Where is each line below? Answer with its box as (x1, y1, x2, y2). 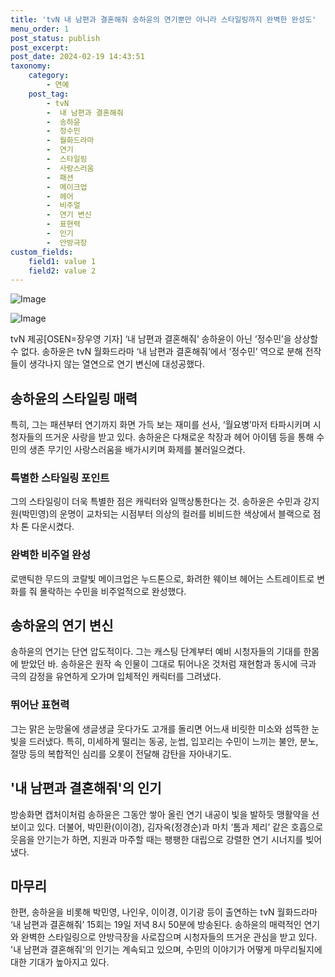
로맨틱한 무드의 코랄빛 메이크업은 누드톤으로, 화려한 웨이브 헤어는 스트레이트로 (10, 572, 315, 585)
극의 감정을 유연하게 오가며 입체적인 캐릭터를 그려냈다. (10, 671, 222, 683)
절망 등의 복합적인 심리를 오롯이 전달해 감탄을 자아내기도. (10, 747, 232, 760)
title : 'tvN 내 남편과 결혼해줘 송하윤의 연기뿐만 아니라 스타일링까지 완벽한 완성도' (10, 14, 317, 25)
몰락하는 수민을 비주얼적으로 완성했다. (39, 585, 187, 597)
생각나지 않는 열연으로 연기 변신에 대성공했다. (28, 358, 206, 370)
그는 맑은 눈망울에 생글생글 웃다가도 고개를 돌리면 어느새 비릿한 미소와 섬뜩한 (10, 722, 310, 735)
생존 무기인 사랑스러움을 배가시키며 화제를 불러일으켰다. (28, 444, 246, 456)
